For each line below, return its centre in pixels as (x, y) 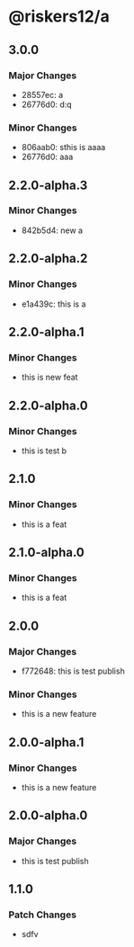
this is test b (44, 451)
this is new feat (49, 377)
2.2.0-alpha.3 (48, 185)
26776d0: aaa (47, 157)
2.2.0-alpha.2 (48, 259)
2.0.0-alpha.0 (48, 816)
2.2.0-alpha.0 (48, 405)
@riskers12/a (59, 17)
